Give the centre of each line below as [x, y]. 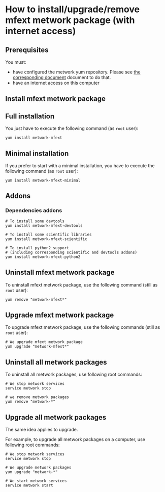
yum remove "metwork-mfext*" [36, 299]
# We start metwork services [36, 481]
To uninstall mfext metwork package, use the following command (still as [81, 284]
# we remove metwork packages [37, 397]
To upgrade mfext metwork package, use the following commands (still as [83, 327]
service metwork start [29, 485]
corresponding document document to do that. [62, 77]
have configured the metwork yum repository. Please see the [76, 72]
